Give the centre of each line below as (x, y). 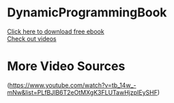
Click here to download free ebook (56, 31)
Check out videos (32, 38)
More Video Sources (66, 67)
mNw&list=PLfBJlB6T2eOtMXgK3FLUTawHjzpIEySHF (83, 92)
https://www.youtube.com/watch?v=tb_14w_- (73, 85)
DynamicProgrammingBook (87, 13)
